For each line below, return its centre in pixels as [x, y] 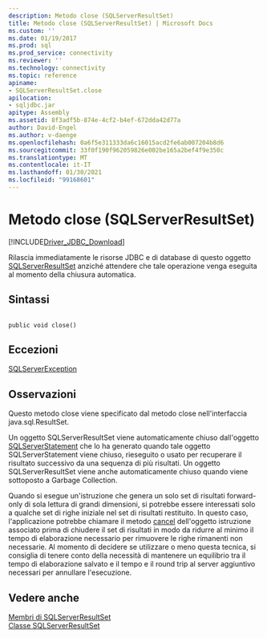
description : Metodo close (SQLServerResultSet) [91, 16]
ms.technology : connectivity [57, 68]
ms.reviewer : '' [35, 61]
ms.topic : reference [43, 75]
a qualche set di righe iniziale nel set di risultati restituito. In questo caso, [128, 513]
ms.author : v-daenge [43, 135]
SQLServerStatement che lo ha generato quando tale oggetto [109, 446]
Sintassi [29, 300]
